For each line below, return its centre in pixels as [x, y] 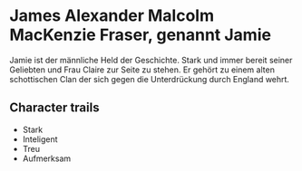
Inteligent [40, 139]
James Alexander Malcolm [112, 16]
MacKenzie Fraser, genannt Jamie [141, 35]
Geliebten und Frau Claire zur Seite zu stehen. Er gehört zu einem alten [142, 70]
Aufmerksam [47, 158]
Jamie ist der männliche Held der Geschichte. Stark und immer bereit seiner [151, 60]
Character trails [54, 108]
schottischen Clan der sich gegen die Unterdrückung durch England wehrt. [150, 79]
